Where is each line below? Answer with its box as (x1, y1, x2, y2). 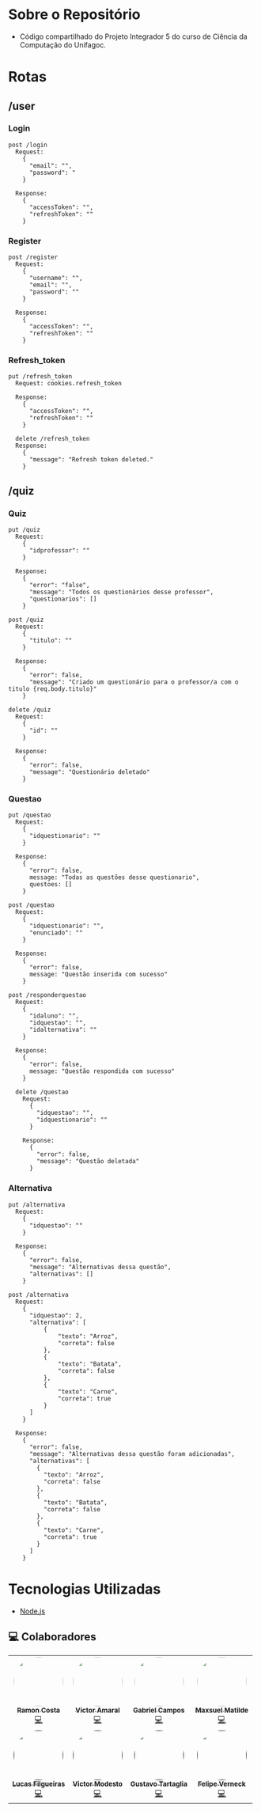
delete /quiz (8, 706, 51, 714)
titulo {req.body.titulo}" (8, 685, 97, 693)
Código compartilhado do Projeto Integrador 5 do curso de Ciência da (19, 32, 248, 41)
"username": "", (28, 275, 83, 282)
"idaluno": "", (28, 1012, 80, 1020)
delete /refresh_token (15, 435, 90, 443)
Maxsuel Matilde (195, 1706, 249, 1715)
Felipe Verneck (197, 1780, 247, 1789)
